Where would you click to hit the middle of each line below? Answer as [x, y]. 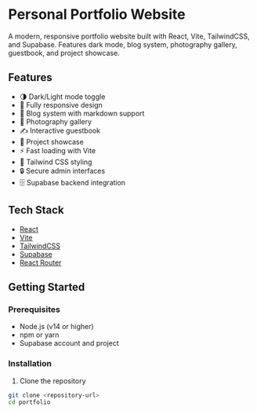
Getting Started [47, 287]
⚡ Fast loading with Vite [58, 150]
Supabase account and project [69, 343]
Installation [30, 364]
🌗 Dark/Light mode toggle [62, 97]
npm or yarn [39, 335]
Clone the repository [52, 381]
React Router [40, 262]
